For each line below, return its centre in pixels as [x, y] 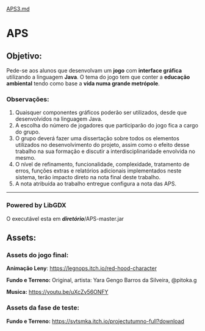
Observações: [28, 99]
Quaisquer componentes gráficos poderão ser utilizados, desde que [101, 113]
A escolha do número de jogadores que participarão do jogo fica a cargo [106, 126]
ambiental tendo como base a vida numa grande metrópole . [83, 84]
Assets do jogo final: [38, 255]
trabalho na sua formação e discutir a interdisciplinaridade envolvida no [105, 151]
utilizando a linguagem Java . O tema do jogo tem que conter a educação [98, 77]
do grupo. [27, 132]
